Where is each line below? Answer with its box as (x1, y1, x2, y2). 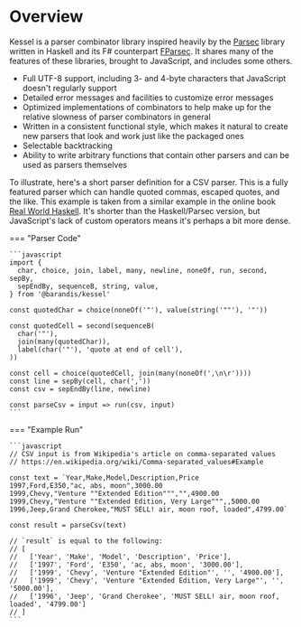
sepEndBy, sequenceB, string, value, (17, 282, 160, 291)
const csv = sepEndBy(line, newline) (9, 384, 151, 394)
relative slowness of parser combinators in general (22, 111, 212, 122)
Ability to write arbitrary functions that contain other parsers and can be (22, 149, 290, 160)
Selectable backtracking (22, 140, 113, 151)
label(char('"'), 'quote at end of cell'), (17, 345, 183, 354)
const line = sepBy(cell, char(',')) (9, 377, 151, 386)
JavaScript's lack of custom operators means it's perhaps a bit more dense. (9, 215, 291, 226)
